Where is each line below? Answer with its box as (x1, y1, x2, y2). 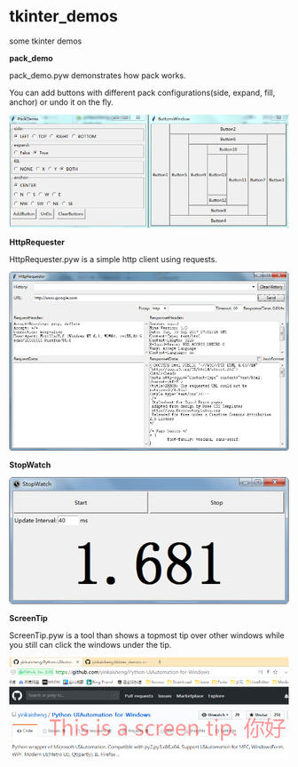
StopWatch (9, 459, 51, 470)
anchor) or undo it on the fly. (9, 96, 114, 108)
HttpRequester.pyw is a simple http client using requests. (9, 253, 217, 264)
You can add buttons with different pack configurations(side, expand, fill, (9, 87, 276, 98)
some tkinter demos (9, 36, 82, 46)
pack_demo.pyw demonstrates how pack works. (9, 69, 186, 81)
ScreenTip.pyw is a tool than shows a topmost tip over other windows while (9, 629, 286, 641)
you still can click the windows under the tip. (9, 639, 172, 650)
